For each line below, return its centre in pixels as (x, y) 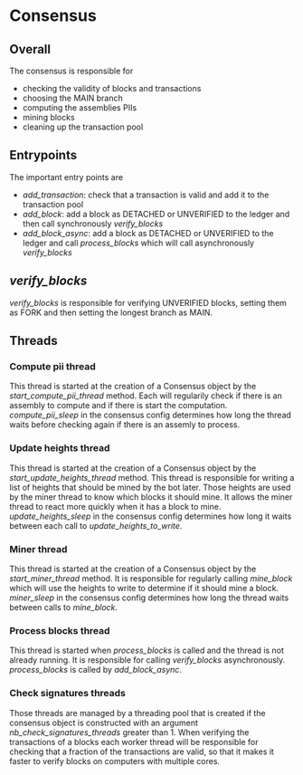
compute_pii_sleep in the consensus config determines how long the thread (151, 415)
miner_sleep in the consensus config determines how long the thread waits (149, 598)
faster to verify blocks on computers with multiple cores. (114, 761)
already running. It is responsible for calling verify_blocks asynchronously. (147, 660)
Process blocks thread (60, 630)
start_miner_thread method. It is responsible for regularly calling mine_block (151, 578)
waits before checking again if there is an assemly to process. (125, 425)
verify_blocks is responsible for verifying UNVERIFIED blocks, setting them (148, 302)
